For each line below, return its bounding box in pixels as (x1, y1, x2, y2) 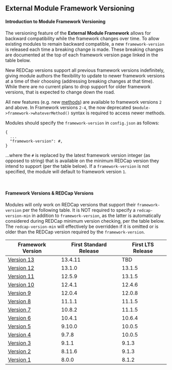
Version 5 (8, 323, 31, 330)
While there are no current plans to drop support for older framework (5, 83, 151, 89)
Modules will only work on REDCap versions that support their (5, 201, 136, 207)
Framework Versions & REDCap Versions (5, 190, 94, 197)
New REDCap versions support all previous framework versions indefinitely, (5, 67, 165, 73)
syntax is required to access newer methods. (71, 110, 165, 116)
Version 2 (8, 347, 31, 355)
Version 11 (8, 272, 34, 280)
